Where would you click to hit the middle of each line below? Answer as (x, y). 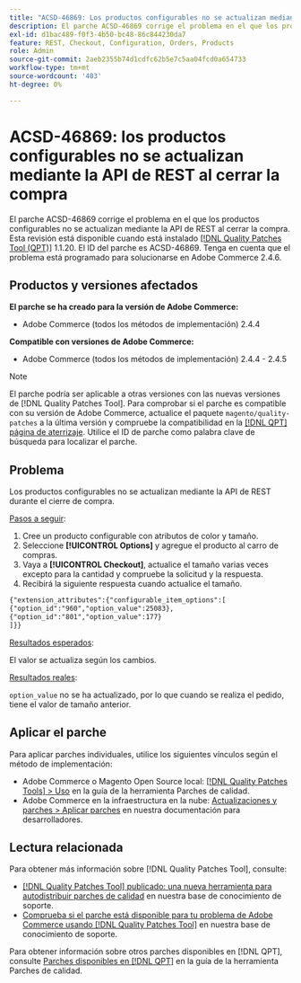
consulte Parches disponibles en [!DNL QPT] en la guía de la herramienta (144, 961)
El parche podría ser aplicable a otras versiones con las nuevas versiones (145, 394)
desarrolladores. (52, 819)
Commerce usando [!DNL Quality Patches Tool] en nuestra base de (146, 925)
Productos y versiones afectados (104, 285)
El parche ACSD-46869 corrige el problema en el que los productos (134, 219)
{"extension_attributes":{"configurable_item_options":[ (118, 600)
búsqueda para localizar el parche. (73, 442)
